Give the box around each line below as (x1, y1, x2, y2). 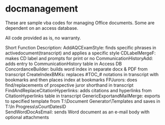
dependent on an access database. (5, 25, 78, 31)
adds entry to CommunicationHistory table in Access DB (5, 60, 122, 67)
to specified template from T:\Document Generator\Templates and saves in (5, 98, 160, 104)
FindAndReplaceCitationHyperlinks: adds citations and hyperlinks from (5, 87, 152, 93)
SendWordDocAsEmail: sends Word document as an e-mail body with (5, 109, 150, 115)
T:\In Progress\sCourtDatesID (5, 103, 66, 109)
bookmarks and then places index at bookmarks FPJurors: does (5, 77, 137, 83)
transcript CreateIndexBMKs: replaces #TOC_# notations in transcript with (5, 71, 159, 77)
